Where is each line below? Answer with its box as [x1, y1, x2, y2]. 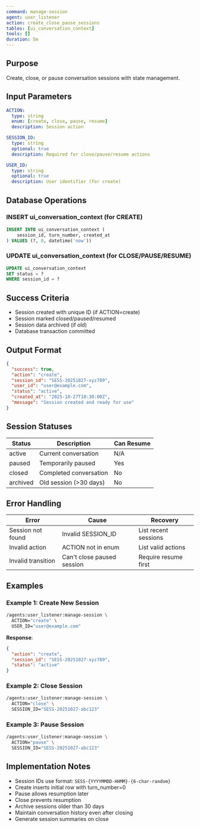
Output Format [6, 345, 62, 355]
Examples [6, 580, 43, 590]
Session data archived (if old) [14, 321, 87, 328]
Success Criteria [6, 293, 70, 303]
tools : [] [6, 31, 31, 37]
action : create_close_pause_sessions [6, 20, 100, 26]
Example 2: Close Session [6, 682, 83, 690]
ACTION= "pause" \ [11, 739, 55, 745]
